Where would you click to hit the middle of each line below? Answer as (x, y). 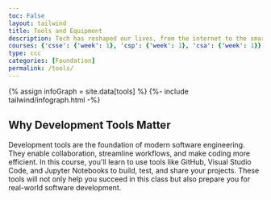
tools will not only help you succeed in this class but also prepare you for (129, 179)
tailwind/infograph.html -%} (54, 100)
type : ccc (25, 53)
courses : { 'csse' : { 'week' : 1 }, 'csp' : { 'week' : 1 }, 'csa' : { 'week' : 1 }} (135, 46)
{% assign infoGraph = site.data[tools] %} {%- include (99, 91)
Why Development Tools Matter (90, 125)
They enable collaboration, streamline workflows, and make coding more (129, 153)
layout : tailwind (38, 23)
